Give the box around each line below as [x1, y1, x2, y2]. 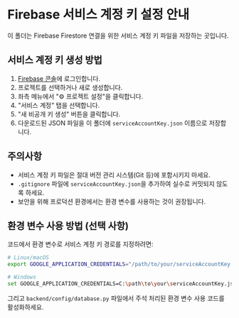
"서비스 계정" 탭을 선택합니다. [17, 101, 100, 109]
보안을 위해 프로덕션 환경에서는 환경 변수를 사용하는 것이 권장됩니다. [17, 197, 206, 206]
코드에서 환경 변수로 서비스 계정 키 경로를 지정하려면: [7, 240, 154, 248]
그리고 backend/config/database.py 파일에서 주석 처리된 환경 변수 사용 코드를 [7, 294, 225, 302]
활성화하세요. [7, 302, 44, 311]
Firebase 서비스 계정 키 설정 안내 [7, 6, 190, 23]
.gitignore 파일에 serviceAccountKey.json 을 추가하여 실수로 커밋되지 [17, 179, 215, 188]
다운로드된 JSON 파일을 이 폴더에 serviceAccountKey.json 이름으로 [17, 119, 208, 127]
